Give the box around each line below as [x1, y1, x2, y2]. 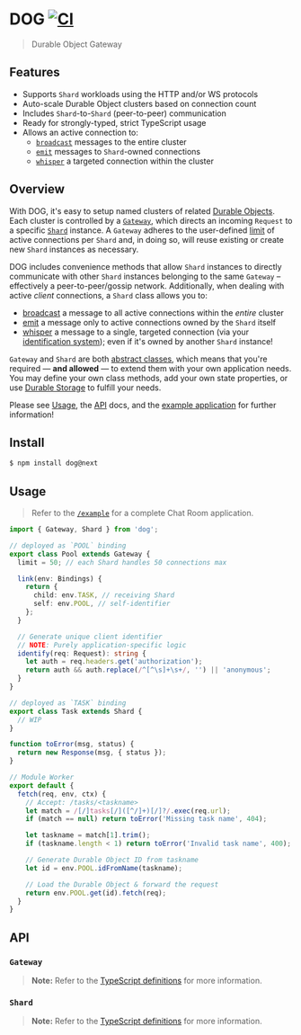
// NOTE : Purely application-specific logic [17, 640, 187, 649]
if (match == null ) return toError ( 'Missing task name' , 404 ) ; [25, 815, 268, 824]
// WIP [17, 715, 42, 724]
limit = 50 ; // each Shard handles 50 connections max [17, 558, 227, 567]
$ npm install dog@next [9, 459, 99, 468]
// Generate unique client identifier [17, 632, 164, 641]
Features [9, 65, 60, 80]
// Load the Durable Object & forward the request [25, 879, 219, 889]
